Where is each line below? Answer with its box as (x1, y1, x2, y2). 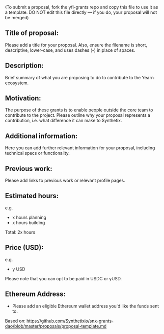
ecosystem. (5, 80, 29, 86)
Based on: (5, 318, 26, 324)
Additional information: (5, 132, 78, 140)
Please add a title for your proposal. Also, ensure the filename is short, (5, 42, 147, 48)
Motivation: (5, 94, 41, 102)
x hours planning (12, 214, 47, 220)
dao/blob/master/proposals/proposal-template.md (5, 323, 107, 329)
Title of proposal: (5, 29, 59, 37)
